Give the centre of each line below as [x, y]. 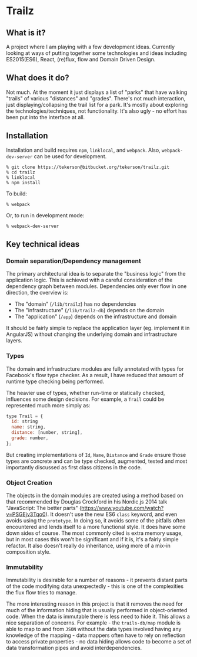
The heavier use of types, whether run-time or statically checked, [86, 393]
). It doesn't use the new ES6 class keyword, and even [111, 514]
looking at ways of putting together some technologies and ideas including [96, 53]
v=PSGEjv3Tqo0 [26, 514]
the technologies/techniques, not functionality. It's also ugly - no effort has [96, 111]
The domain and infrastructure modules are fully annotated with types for [95, 369]
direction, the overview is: [37, 293]
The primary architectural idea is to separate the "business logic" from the [96, 274]
